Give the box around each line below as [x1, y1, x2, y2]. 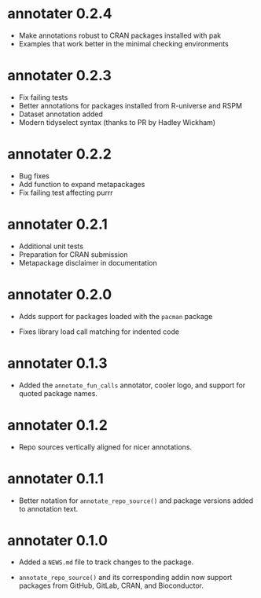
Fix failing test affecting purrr [18, 188, 113, 197]
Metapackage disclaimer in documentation [18, 258, 158, 267]
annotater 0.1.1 [7, 469, 104, 487]
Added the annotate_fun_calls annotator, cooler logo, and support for [18, 380, 246, 390]
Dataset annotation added [18, 109, 103, 119]
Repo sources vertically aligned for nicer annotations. [18, 442, 193, 452]
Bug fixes [18, 171, 50, 181]
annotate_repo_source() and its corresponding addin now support [18, 573, 233, 582]
